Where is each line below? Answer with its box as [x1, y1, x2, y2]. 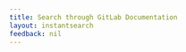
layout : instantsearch [9, 21, 94, 30]
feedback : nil [9, 29, 63, 38]
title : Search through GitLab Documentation [9, 12, 178, 22]
